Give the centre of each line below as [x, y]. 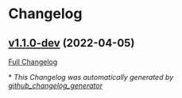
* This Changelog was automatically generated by [91, 77]
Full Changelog [33, 62]
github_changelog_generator [56, 85]
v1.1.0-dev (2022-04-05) [72, 43]
